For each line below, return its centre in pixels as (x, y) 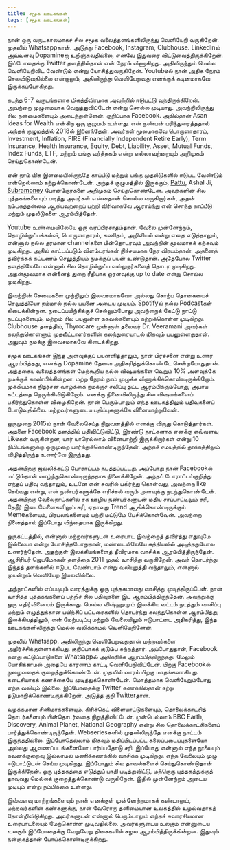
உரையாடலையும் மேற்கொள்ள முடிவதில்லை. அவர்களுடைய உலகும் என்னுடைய (108, 823)
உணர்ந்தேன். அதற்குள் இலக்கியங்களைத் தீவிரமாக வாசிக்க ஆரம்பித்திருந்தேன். (111, 551)
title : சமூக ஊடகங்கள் (37, 13)
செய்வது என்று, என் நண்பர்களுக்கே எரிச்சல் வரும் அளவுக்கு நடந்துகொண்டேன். (112, 491)
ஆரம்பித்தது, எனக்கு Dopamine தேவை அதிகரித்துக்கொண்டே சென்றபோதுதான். (114, 363)
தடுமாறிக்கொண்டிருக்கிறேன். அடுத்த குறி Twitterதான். (79, 695)
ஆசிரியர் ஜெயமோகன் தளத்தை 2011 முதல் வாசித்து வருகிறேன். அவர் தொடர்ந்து (112, 559)
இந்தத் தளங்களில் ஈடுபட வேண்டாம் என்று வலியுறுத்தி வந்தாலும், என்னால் (103, 567)
